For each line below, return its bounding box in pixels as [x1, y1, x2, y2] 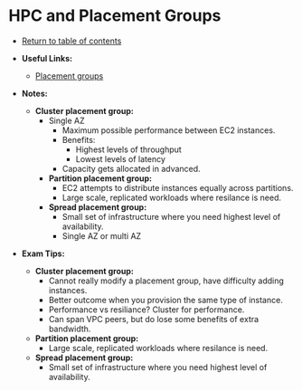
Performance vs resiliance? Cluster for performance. [48, 304, 245, 315]
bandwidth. [48, 323, 91, 334]
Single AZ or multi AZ [61, 230, 142, 241]
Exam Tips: [21, 248, 65, 259]
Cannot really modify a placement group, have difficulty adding [48, 275, 284, 286]
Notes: [21, 88, 48, 99]
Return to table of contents [21, 35, 122, 46]
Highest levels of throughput [75, 144, 182, 155]
